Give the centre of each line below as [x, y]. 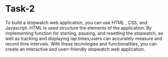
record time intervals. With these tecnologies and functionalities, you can [81, 43]
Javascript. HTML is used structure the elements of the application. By [79, 27]
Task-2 [20, 9]
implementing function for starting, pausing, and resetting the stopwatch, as [84, 33]
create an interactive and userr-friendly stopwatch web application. [75, 49]
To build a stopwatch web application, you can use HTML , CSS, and [76, 22]
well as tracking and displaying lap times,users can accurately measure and [84, 38]
